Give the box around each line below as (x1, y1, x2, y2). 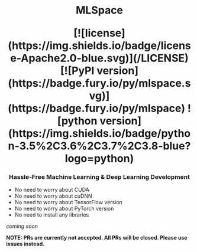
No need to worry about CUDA (14, 186, 90, 194)
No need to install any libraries (14, 211, 89, 218)
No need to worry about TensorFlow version (14, 199, 122, 206)
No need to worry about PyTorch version (14, 205, 114, 212)
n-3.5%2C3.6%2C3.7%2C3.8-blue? (8, 139, 191, 153)
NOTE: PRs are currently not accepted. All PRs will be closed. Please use (6, 234, 188, 241)
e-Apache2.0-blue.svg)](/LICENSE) (9, 51, 189, 65)
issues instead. (6, 240, 45, 248)
